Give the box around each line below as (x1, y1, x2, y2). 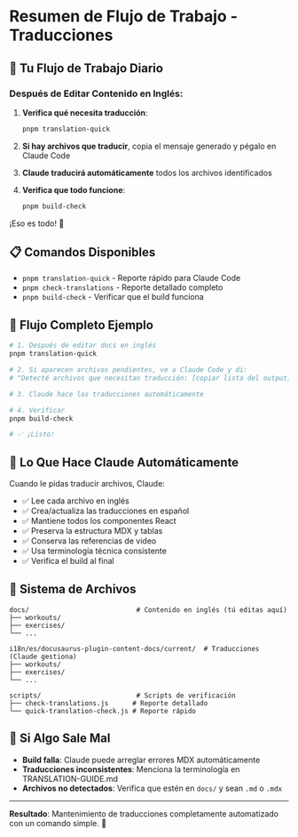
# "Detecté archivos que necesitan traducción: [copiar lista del (9, 374, 260, 382)
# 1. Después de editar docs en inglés (9, 341, 157, 350)
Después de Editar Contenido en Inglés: (9, 87, 184, 100)
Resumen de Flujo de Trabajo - (9, 6, 238, 27)
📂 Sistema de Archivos (9, 582, 137, 597)
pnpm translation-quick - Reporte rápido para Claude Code (21, 273, 241, 284)
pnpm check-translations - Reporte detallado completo (21, 282, 223, 293)
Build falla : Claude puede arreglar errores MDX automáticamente (21, 754, 261, 765)
